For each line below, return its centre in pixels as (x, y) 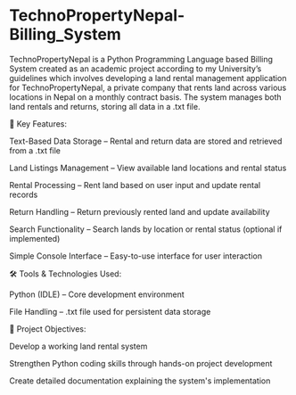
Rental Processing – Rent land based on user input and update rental (135, 185)
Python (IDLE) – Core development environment (97, 294)
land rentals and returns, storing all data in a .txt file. (105, 106)
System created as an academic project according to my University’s (136, 69)
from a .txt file (35, 150)
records (24, 194)
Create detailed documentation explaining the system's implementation (140, 381)
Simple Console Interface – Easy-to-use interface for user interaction (136, 256)
